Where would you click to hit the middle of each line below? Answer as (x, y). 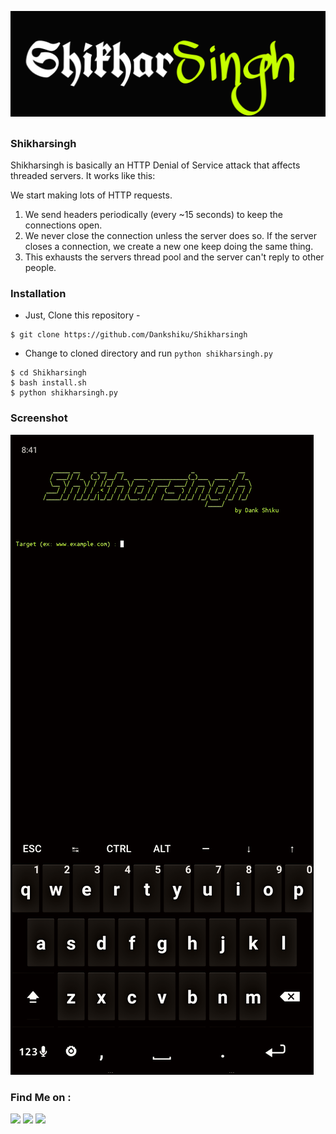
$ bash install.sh (48, 383)
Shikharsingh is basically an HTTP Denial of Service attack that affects (155, 165)
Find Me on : (41, 1097)
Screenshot (39, 418)
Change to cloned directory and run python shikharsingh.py (148, 353)
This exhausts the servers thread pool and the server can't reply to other (174, 257)
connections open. (63, 225)
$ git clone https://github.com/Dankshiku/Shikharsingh (129, 335)
